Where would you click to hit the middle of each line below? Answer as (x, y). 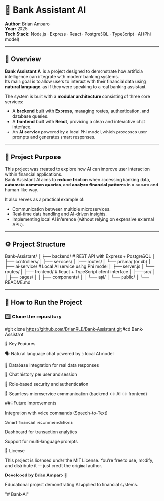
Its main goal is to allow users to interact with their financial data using (76, 81)
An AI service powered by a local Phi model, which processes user (80, 132)
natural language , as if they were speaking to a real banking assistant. (76, 87)
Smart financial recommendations (39, 422)
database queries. (30, 116)
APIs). (18, 224)
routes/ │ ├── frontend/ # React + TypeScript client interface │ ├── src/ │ (80, 272)
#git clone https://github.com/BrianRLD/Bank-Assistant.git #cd (68, 329)
